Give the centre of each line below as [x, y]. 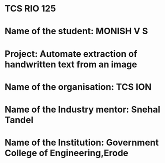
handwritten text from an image [71, 64]
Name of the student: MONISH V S [76, 31]
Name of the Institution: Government [82, 143]
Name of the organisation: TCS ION [78, 87]
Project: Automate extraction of [71, 54]
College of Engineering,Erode [67, 153]
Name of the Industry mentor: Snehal [82, 109]
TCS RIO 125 [30, 9]
